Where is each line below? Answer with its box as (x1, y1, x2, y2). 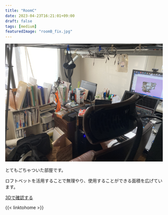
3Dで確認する (5, 195, 33, 201)
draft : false (5, 18, 32, 23)
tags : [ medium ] (5, 24, 37, 29)
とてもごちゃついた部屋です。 (5, 167, 66, 173)
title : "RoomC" (5, 8, 37, 13)
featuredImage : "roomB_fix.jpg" (5, 29, 72, 34)
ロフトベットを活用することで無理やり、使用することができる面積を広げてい (5, 178, 162, 184)
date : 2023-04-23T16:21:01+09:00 (5, 13, 75, 18)
